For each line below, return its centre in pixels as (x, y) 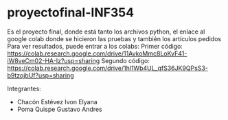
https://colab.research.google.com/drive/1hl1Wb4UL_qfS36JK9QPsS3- (107, 68)
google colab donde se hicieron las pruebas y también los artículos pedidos (114, 38)
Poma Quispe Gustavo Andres (59, 109)
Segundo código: (125, 60)
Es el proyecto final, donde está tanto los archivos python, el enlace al (106, 32)
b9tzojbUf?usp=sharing (41, 75)
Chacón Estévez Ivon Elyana (57, 101)
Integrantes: (24, 88)
